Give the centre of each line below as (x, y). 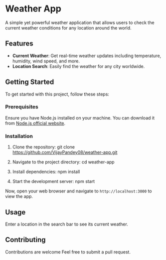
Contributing (25, 240)
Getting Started (30, 82)
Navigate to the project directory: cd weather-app (63, 162)
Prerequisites (22, 107)
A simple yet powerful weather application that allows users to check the (80, 22)
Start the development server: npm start (54, 181)
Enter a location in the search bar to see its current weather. (67, 224)
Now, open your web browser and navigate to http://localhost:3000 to (79, 191)
